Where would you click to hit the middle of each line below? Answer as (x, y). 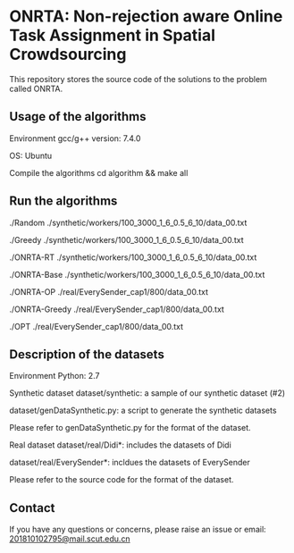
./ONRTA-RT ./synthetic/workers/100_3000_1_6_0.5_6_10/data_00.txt (133, 257)
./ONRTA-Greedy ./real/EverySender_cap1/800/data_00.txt (117, 309)
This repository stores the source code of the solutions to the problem (139, 79)
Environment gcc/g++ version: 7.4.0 (75, 138)
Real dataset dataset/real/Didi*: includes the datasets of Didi (121, 445)
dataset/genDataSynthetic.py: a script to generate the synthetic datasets (143, 411)
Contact (32, 508)
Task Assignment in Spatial (113, 35)
